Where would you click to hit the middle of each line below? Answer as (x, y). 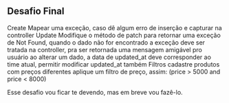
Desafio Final (36, 11)
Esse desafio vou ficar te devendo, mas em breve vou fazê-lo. (95, 92)
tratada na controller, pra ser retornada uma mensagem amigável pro (105, 49)
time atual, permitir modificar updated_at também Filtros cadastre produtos (113, 64)
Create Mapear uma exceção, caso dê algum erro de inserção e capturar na (115, 27)
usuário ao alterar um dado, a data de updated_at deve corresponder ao (109, 57)
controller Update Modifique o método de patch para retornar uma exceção (114, 35)
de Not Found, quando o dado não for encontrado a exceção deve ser (106, 42)
